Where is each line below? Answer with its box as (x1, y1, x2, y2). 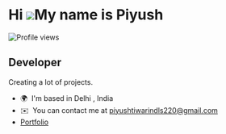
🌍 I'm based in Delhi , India (19, 93, 114, 103)
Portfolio (19, 117, 49, 127)
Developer (8, 56, 62, 69)
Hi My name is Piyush (8, 6, 164, 24)
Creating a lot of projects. (8, 77, 94, 86)
